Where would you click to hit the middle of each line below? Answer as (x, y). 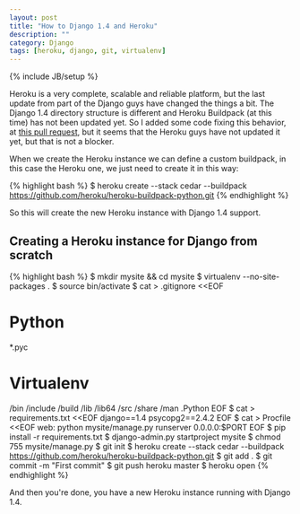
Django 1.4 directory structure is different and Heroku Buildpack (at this (141, 113)
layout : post (34, 17)
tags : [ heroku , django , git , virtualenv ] (88, 51)
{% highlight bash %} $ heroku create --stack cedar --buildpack (129, 186)
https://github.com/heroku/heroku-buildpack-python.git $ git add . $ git (141, 456)
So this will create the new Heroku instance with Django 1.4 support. (135, 213)
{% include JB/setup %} (54, 76)
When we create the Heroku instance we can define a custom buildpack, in (148, 159)
